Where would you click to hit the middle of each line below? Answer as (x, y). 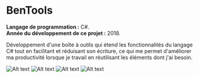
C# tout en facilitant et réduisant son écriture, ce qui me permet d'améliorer (99, 51)
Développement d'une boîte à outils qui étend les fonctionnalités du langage (99, 45)
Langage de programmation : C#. (48, 27)
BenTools (29, 10)
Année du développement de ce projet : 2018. (63, 33)
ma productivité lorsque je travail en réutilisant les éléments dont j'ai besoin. (99, 57)
